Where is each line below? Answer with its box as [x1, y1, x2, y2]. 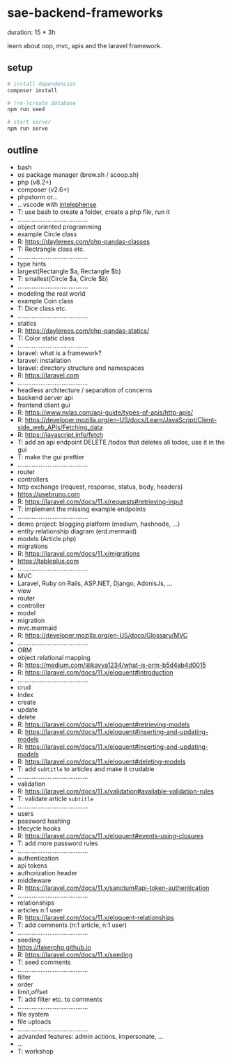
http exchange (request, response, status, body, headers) [17, 482, 183, 491]
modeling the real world [17, 289, 86, 298]
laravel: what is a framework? [17, 348, 102, 357]
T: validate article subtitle [17, 794, 94, 803]
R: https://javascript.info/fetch [17, 430, 103, 438]
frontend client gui [17, 401, 71, 409]
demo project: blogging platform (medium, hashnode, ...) [17, 519, 180, 528]
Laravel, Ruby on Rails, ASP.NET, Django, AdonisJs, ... [17, 579, 173, 587]
